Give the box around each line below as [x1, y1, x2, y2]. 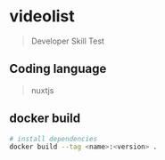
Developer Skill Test [30, 36, 105, 46]
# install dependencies [9, 134, 98, 143]
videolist [9, 6, 75, 27]
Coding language [9, 61, 107, 76]
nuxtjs [30, 84, 54, 95]
